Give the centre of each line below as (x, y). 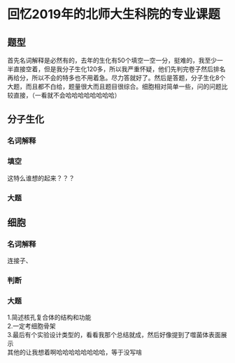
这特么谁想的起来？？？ (41, 178)
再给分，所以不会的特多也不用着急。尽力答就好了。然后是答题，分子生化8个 (116, 78)
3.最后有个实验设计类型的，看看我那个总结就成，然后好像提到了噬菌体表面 (114, 335)
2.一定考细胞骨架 (31, 326)
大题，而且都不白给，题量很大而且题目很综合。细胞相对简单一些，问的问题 (114, 87)
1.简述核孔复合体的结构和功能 (49, 318)
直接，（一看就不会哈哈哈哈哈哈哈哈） (67, 95)
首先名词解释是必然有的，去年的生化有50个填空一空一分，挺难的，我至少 (112, 60)
